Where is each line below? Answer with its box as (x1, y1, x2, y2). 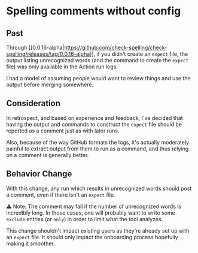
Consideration (6, 98, 61, 109)
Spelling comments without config (6, 4, 181, 18)
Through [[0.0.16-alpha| (6, 44, 65, 51)
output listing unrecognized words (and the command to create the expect (6, 57, 189, 64)
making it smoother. (6, 240, 55, 247)
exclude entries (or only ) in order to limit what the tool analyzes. (6, 215, 163, 222)
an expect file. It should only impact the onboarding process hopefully (6, 233, 178, 240)
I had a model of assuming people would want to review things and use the (6, 75, 191, 82)
